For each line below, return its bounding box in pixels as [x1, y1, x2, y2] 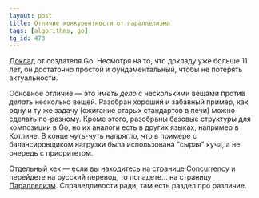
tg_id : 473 [9, 34, 46, 42]
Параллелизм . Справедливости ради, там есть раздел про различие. [9, 181, 247, 191]
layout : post [9, 11, 53, 20]
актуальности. [9, 73, 58, 83]
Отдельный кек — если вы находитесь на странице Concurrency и [9, 164, 236, 173]
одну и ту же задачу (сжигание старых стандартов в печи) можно [9, 106, 235, 115]
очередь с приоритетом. [9, 148, 94, 158]
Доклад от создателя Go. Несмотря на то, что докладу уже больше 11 [9, 56, 248, 66]
